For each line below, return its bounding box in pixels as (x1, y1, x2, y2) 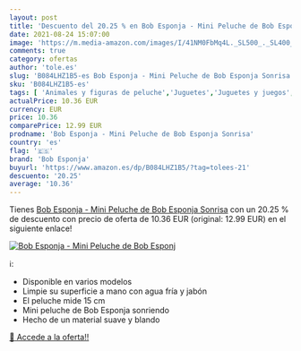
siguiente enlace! (9, 223, 73, 234)
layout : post (9, 13, 58, 22)
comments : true (9, 47, 66, 56)
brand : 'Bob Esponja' (9, 154, 90, 164)
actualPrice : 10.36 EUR (9, 96, 99, 106)
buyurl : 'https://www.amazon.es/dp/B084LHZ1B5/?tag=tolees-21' (9, 163, 251, 172)
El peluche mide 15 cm (21, 295, 106, 306)
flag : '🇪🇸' (9, 146, 54, 155)
